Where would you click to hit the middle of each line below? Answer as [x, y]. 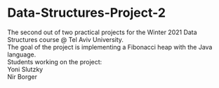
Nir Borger [22, 76]
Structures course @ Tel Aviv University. [66, 39]
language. [22, 54]
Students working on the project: [55, 61]
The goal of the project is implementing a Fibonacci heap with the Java [110, 47]
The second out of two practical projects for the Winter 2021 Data [102, 32]
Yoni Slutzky [25, 69]
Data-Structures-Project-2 [87, 13]
